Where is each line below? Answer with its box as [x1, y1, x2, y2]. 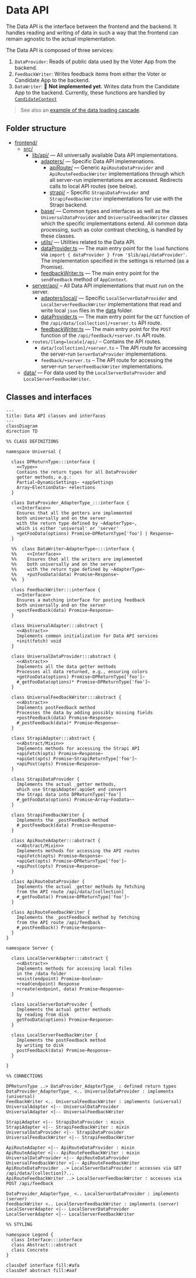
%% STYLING [6, 1221, 33, 1227]
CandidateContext [14, 96, 57, 102]
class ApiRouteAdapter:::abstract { [11, 838, 101, 843]
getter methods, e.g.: [16, 474, 72, 480]
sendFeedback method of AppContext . [40, 275, 128, 283]
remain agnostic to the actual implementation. [6, 35, 116, 42]
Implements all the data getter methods [16, 663, 116, 670]
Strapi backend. [49, 201, 88, 208]
